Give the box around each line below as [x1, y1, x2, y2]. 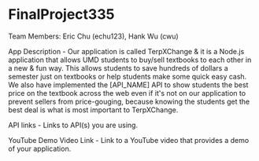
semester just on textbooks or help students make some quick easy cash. [8, 71, 247, 81]
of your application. [8, 144, 72, 153]
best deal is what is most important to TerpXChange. [8, 104, 179, 115]
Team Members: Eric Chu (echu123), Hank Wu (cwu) [8, 31, 179, 41]
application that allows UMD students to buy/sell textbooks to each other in [8, 55, 252, 64]
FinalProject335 [8, 5, 115, 24]
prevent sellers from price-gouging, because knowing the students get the [8, 97, 250, 106]
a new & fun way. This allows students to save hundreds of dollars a [8, 63, 228, 72]
